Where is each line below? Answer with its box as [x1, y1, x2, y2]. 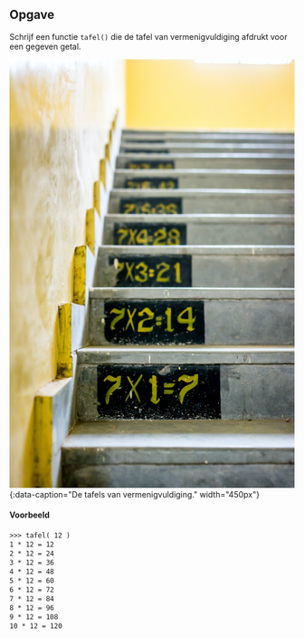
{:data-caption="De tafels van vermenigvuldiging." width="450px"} [9, 488, 261, 499]
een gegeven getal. [9, 41, 81, 52]
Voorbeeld [9, 509, 50, 520]
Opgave [9, 7, 55, 23]
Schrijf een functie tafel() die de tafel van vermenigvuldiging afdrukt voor [9, 31, 288, 42]
